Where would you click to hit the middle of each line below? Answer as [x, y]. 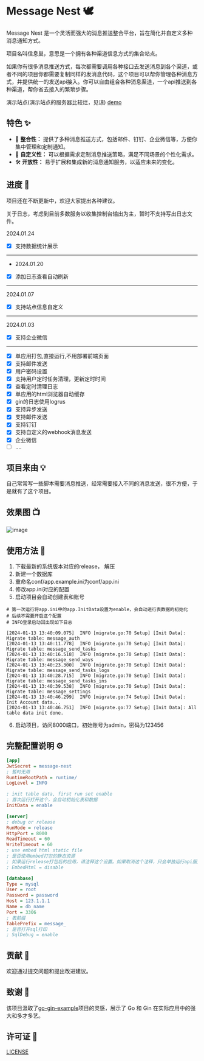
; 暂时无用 [18, 772]
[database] [20, 878]
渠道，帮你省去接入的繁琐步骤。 [51, 89]
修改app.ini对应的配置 [42, 589]
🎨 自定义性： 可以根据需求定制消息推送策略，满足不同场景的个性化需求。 [106, 154]
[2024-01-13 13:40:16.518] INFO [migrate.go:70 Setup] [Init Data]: [96, 654]
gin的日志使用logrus [40, 402]
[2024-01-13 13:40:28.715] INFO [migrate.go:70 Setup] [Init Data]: [96, 676]
